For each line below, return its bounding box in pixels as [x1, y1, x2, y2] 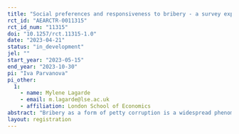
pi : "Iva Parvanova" [7, 69, 69, 77]
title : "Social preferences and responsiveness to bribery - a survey [7, 10, 221, 18]
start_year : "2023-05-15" [7, 57, 84, 64]
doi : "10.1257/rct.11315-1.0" [7, 30, 97, 38]
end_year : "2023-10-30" [7, 63, 78, 70]
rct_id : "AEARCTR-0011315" [7, 17, 87, 24]
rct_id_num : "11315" [7, 23, 69, 30]
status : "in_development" [7, 43, 84, 50]
